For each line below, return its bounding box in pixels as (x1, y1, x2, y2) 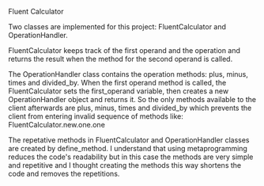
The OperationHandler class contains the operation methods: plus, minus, (8, 70, 249, 78)
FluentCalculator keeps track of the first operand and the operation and (8, 46, 241, 55)
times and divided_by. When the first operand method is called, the (8, 78, 227, 87)
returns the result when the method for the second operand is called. (8, 55, 233, 63)
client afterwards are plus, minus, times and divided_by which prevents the (8, 103, 252, 112)
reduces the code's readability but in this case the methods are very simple (8, 152, 254, 161)
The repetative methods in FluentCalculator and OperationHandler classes (8, 135, 251, 145)
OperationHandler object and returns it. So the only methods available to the (8, 95, 257, 104)
